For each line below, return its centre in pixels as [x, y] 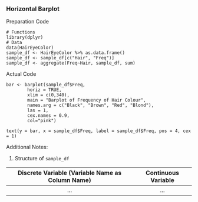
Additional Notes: [27, 147]
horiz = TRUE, [44, 90]
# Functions [21, 32]
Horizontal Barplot [33, 9]
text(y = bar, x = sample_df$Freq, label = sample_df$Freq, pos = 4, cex [99, 131]
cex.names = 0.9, [48, 116]
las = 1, [38, 110]
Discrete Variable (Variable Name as [70, 173]
